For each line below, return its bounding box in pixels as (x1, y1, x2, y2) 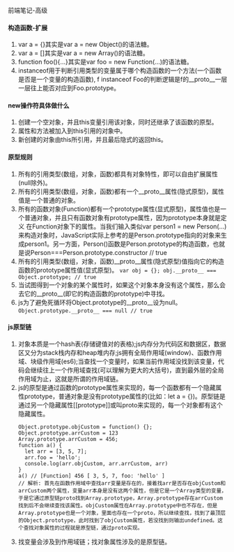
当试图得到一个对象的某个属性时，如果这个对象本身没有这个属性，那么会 (17, 280, 226, 289)
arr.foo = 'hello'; (24, 453, 81, 461)
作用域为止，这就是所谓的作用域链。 (17, 375, 123, 383)
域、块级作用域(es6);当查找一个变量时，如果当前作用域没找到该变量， (17, 357, 219, 365)
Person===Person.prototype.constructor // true (30, 248, 168, 256)
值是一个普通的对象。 (17, 196, 79, 204)
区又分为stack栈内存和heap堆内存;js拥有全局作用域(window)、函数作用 (17, 348, 222, 356)
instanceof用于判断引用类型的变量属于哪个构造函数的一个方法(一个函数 (17, 66, 222, 75)
